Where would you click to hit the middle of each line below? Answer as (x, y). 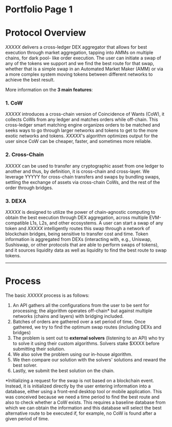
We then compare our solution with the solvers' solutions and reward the (89, 359)
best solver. (25, 365)
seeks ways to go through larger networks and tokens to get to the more (81, 130)
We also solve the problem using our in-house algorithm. (72, 354)
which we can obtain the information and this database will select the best (83, 408)
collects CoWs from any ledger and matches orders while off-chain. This (82, 119)
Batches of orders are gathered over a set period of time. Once (79, 321)
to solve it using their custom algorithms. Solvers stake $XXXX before (86, 343)
